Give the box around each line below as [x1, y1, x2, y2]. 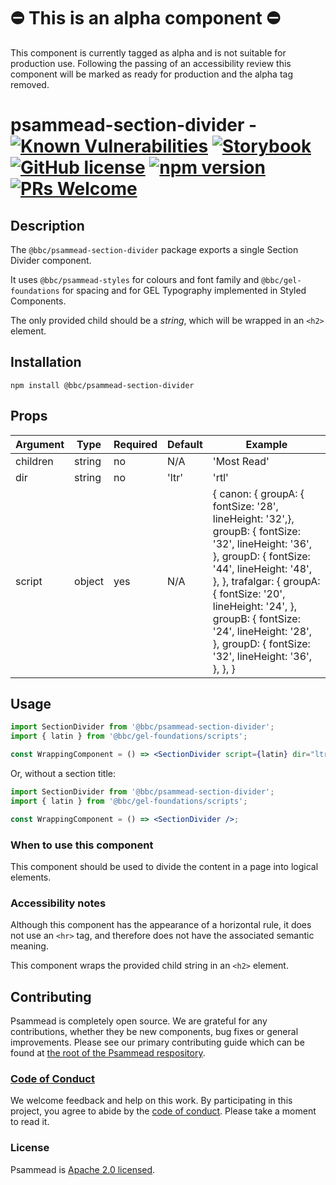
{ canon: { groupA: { [212, 486, 305, 500]
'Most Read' [212, 454, 270, 468]
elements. [10, 871, 52, 883]
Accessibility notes [10, 896, 107, 910]
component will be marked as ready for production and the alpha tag [10, 68, 293, 80]
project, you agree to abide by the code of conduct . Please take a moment [10, 1105, 317, 1117]
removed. [10, 78, 50, 90]
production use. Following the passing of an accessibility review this [10, 57, 292, 69]
